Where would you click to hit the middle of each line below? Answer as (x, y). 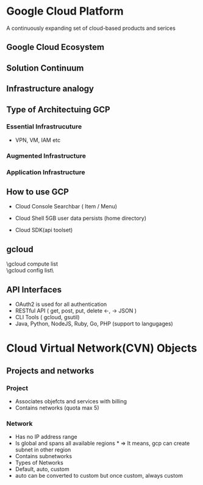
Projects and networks (50, 371)
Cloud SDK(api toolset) (44, 230)
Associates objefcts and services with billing (71, 401)
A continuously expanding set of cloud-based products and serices (91, 28)
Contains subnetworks (43, 456)
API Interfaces (34, 290)
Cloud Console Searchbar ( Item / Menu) (66, 207)
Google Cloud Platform (65, 11)
